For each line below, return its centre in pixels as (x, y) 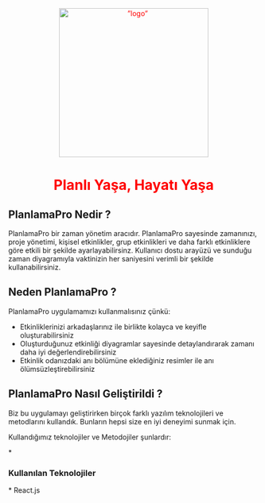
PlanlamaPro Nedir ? (60, 214)
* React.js (24, 490)
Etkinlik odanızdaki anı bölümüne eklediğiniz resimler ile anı (117, 360)
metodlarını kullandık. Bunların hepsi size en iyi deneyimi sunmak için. (122, 421)
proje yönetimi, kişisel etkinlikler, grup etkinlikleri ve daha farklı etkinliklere (129, 242)
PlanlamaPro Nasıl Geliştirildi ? (86, 394)
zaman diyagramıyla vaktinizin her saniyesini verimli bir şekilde (111, 259)
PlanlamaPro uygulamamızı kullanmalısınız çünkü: (90, 311)
